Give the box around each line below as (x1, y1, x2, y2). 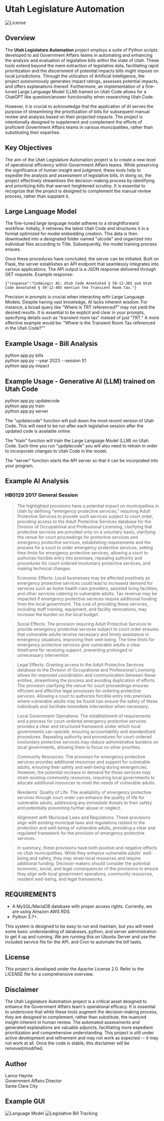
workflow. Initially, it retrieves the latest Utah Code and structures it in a (5, 226, 149, 232)
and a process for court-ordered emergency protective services (17, 718, 146, 724)
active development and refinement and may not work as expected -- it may (5, 1035, 159, 1041)
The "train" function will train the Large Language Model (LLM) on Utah (5, 438, 149, 443)
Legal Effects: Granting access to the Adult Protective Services (17, 661, 144, 668)
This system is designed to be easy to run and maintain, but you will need (5, 923, 153, 929)
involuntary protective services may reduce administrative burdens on (17, 739, 159, 745)
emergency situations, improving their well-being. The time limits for (17, 636, 155, 642)
